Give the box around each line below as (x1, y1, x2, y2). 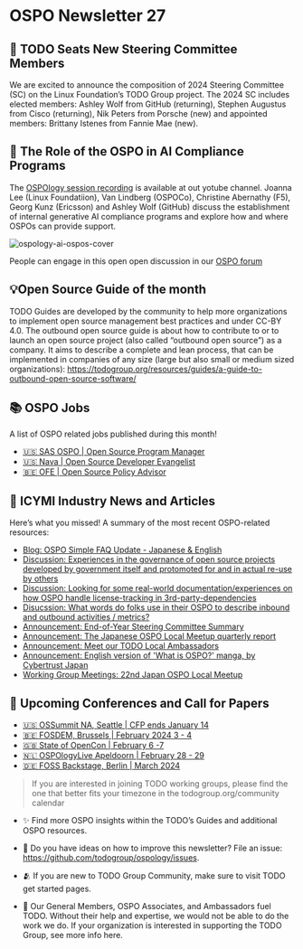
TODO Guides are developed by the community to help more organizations (9, 305, 288, 316)
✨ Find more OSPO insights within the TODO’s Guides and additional (22, 815, 278, 826)
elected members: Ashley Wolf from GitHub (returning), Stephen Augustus (9, 99, 287, 109)
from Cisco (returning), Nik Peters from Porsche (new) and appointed (9, 108, 268, 118)
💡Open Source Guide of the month (9, 282, 206, 297)
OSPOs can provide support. (9, 221, 116, 231)
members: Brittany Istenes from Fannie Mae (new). (9, 118, 199, 128)
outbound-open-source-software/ (9, 372, 137, 384)
